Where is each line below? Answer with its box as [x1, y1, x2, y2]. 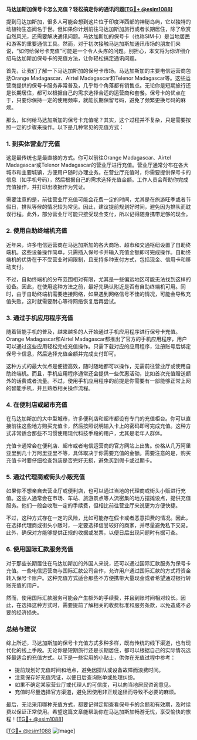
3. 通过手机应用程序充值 [6, 314, 73, 322]
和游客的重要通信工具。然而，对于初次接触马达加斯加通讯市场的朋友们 [6, 40, 176, 47]
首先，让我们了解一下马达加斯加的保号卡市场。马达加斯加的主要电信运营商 [6, 67, 186, 74]
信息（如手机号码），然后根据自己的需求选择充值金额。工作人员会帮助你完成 [6, 176, 189, 184]
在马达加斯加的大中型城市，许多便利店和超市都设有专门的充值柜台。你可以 [6, 415, 186, 422]
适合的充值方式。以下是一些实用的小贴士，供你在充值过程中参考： [16, 654, 176, 661]
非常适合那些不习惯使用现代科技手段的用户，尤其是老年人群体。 [11, 430, 165, 437]
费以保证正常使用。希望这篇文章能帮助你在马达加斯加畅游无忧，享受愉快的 [6, 708, 186, 715]
